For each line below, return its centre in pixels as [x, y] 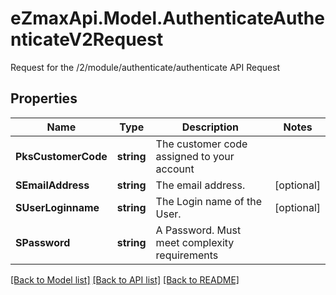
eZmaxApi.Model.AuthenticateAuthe [167, 18]
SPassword [43, 242]
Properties [44, 98]
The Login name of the [209, 201]
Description [210, 127]
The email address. [200, 185]
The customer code [201, 144]
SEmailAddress [52, 185]
